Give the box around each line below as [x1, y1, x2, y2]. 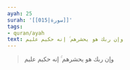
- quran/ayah [7, 29, 45, 37]
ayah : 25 [7, 10, 32, 17]
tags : [7, 23, 23, 30]
